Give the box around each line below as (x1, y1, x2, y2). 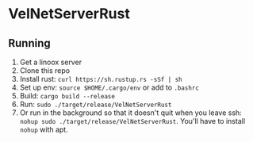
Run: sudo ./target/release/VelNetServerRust (19, 100, 172, 109)
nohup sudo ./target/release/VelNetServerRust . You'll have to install (19, 117, 246, 125)
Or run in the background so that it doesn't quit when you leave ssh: (19, 108, 242, 117)
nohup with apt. (19, 125, 69, 134)
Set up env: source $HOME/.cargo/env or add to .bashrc (19, 83, 200, 92)
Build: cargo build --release (19, 91, 115, 100)
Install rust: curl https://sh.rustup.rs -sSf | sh (19, 75, 182, 83)
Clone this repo (19, 66, 70, 75)
